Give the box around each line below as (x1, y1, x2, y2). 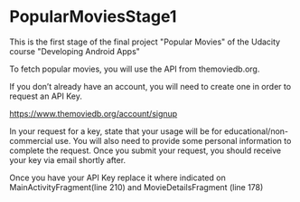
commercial (9, 135, 53, 146)
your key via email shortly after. (9, 154, 127, 165)
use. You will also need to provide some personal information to (54, 135, 292, 146)
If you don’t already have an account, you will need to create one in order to (9, 81, 292, 91)
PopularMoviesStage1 (9, 6, 177, 27)
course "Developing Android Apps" (9, 45, 140, 56)
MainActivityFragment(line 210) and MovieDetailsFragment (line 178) (9, 181, 264, 192)
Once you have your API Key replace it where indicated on (9, 172, 226, 183)
